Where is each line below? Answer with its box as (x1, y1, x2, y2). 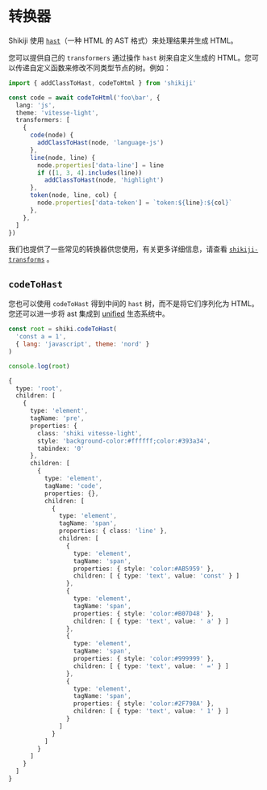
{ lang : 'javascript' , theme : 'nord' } (15, 340, 150, 348)
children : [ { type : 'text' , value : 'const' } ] (73, 572, 240, 580)
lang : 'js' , (15, 101, 56, 109)
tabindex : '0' (37, 444, 85, 452)
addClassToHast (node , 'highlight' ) (44, 176, 164, 184)
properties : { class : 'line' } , (59, 527, 168, 536)
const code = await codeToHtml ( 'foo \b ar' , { (8, 94, 161, 102)
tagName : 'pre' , (29, 414, 85, 422)
